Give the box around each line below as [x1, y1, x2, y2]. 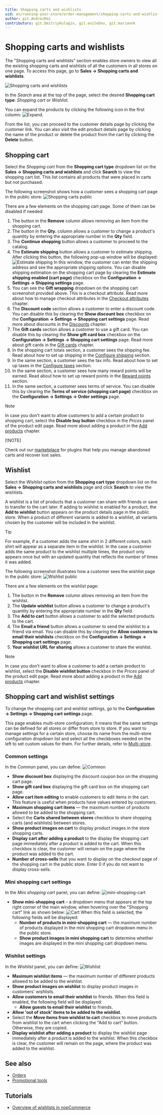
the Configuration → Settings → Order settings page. [12, 394, 120, 399]
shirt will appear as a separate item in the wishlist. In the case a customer [5, 543, 152, 549]
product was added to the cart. [12, 851, 74, 857]
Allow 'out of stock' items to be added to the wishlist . [12, 1009, 121, 1015]
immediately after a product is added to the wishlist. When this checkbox [12, 1035, 158, 1041]
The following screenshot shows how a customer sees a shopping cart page [5, 189, 158, 195]
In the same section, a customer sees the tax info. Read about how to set [12, 358, 158, 363]
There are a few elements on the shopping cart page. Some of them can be [5, 203, 156, 209]
